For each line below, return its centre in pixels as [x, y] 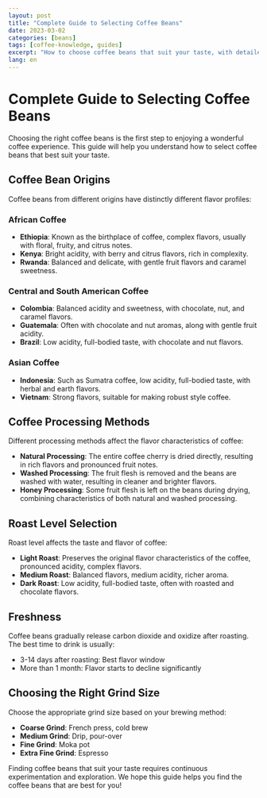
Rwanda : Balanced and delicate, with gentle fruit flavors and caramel [133, 262]
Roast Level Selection [63, 524]
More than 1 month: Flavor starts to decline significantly [110, 668]
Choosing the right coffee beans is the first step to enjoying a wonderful [126, 138]
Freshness [35, 617]
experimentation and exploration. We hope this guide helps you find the [125, 777]
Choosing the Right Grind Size [84, 693]
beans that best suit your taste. [59, 155]
